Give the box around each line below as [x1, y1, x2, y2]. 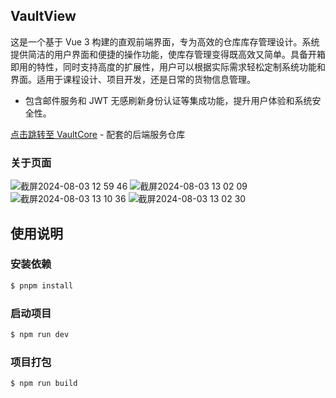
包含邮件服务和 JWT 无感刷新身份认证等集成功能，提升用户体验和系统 [24, 94, 313, 106]
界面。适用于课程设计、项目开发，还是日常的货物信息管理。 [10, 73, 256, 85]
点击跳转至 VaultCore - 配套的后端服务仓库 [10, 128, 186, 140]
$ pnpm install [10, 280, 74, 291]
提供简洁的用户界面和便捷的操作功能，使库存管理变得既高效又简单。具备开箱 [10, 48, 326, 60]
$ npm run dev [10, 329, 70, 339]
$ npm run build [10, 379, 78, 389]
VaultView [10, 8, 77, 25]
